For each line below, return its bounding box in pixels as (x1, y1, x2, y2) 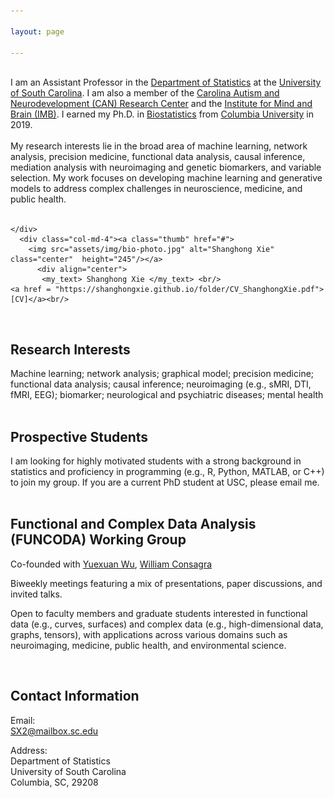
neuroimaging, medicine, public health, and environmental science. (10, 639, 287, 651)
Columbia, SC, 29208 (10, 776, 99, 788)
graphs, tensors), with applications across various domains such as (10, 628, 288, 640)
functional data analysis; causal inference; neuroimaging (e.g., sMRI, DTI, (10, 378, 312, 390)
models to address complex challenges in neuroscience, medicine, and (10, 183, 303, 195)
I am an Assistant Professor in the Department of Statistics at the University (10, 76, 322, 89)
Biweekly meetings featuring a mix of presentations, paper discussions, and (10, 577, 323, 589)
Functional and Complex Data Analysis (10, 516, 257, 533)
